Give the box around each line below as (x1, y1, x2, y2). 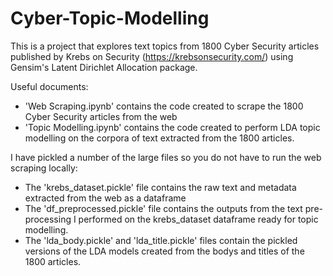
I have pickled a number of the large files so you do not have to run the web (10, 151, 322, 163)
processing (24, 213, 72, 225)
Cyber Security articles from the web (24, 110, 178, 122)
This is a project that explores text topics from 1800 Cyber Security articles (10, 40, 320, 52)
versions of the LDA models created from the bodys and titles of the (24, 245, 305, 257)
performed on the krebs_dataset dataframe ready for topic (78, 213, 319, 225)
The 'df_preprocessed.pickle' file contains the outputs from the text (24, 202, 303, 214)
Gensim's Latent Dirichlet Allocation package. (10, 61, 198, 73)
